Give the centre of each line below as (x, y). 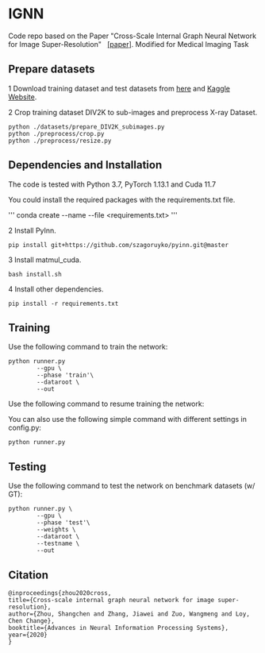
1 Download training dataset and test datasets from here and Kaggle (119, 88)
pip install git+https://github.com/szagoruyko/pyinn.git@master (118, 245)
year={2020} (28, 635)
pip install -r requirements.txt (63, 303)
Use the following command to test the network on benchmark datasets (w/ (132, 486)
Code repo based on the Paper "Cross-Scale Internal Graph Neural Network (132, 36)
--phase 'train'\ (65, 375)
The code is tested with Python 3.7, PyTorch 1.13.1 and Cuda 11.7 (112, 184)
